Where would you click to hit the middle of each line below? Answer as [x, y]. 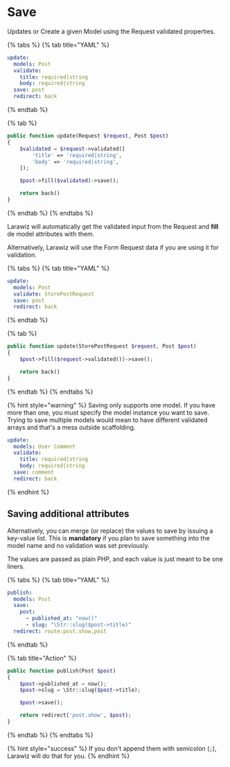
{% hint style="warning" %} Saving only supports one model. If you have [112, 405]
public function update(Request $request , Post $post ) [88, 136]
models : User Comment [45, 446]
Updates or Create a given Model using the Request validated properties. [112, 31]
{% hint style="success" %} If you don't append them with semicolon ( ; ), [112, 748]
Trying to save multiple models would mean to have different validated [107, 420]
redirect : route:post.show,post [60, 631]
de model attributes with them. [51, 234]
